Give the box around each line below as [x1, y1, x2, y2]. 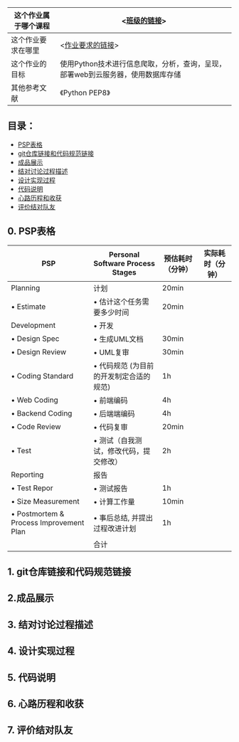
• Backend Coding [11, 408, 73, 418]
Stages [112, 267, 137, 277]
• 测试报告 [93, 483, 128, 493]
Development [11, 320, 55, 330]
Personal [109, 249, 140, 259]
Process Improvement [11, 517, 85, 527]
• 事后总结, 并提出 [93, 512, 154, 522]
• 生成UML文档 [93, 334, 144, 344]
